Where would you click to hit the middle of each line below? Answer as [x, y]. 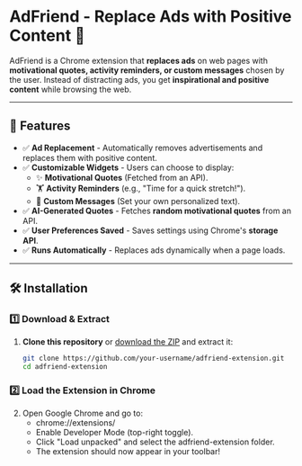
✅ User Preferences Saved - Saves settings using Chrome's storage [150, 230]
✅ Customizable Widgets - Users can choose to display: [128, 167]
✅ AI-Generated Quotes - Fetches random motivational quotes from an [157, 211]
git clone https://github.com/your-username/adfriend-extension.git [153, 358]
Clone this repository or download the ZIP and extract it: [128, 342]
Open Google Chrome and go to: [83, 413]
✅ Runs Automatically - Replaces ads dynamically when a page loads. [154, 250]
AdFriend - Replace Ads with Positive [151, 17]
